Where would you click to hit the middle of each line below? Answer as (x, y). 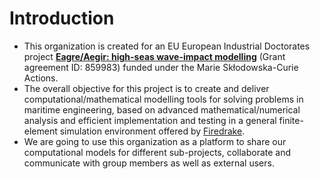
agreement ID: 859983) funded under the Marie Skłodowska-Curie (161, 67)
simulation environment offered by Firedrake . (152, 131)
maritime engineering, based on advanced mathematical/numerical (162, 109)
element (40, 131)
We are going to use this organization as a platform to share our (155, 141)
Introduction (62, 18)
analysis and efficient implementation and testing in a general (150, 120)
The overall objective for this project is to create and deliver (146, 88)
